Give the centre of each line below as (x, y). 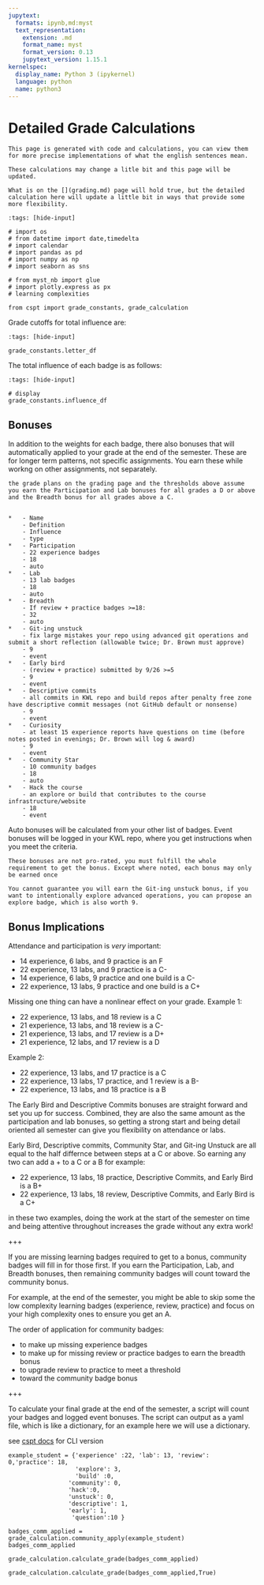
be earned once (33, 875)
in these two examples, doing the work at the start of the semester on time (129, 1218)
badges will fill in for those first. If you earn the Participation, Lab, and (121, 1265)
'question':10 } (98, 1517)
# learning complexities (49, 294)
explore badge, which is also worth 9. (74, 903)
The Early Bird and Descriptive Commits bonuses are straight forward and (128, 1104)
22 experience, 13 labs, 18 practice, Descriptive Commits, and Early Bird (136, 1177)
